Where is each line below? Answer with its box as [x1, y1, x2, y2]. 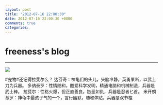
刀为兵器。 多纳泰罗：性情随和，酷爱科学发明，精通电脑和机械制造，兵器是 [5, 83, 155, 88]
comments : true [5, 20, 36, 26]
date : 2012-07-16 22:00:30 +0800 [5, 16, 73, 21]
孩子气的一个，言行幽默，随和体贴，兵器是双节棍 [34, 95, 132, 101]
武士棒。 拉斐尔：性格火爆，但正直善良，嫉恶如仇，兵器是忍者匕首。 [5, 88, 142, 95]
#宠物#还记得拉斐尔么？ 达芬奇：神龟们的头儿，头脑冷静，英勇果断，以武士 [5, 76, 156, 83]
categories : [5, 25, 29, 30]
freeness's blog [5, 46, 70, 57]
